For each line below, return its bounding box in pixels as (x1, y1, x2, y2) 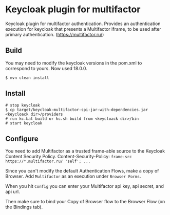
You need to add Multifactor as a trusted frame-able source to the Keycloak (5, 148, 165, 154)
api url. (5, 188, 20, 195)
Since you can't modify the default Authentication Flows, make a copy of (5, 168, 159, 174)
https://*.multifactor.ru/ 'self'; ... (5, 159, 91, 164)
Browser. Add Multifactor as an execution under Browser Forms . (5, 173, 141, 180)
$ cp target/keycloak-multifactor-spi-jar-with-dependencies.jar (5, 107, 148, 112)
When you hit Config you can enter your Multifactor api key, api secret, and (5, 183, 164, 189)
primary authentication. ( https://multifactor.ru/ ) (5, 31, 104, 37)
